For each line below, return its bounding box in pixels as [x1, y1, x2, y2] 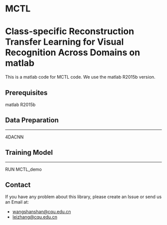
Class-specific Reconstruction [5, 26, 134, 37]
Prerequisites [5, 88, 48, 97]
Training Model [5, 148, 53, 157]
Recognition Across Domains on [5, 47, 140, 58]
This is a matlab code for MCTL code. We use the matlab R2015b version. [5, 74, 156, 80]
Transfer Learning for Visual [5, 36, 124, 48]
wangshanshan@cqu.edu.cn [12, 209, 71, 215]
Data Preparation [5, 116, 59, 124]
